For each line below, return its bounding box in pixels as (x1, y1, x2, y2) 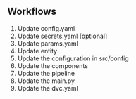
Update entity (17, 46, 58, 55)
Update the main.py (17, 77, 75, 85)
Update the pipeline (17, 69, 75, 77)
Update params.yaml (17, 39, 79, 48)
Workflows (7, 6, 56, 18)
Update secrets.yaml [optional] (17, 32, 108, 40)
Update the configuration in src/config (17, 54, 129, 62)
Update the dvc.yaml (17, 84, 79, 92)
